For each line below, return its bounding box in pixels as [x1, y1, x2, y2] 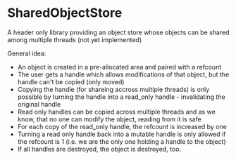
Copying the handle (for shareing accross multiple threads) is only [17, 85, 210, 93]
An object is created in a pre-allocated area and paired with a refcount [17, 62, 222, 71]
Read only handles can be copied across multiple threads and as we [17, 107, 216, 116]
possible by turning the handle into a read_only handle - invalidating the [17, 93, 225, 101]
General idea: [7, 49, 46, 58]
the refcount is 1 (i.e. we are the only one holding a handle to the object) [17, 137, 227, 145]
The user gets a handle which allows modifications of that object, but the [17, 70, 230, 79]
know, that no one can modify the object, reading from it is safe [17, 114, 202, 124]
